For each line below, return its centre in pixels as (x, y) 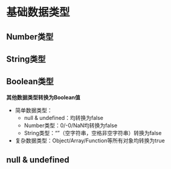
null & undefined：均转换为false (64, 118)
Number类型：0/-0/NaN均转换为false (71, 125)
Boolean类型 (30, 81)
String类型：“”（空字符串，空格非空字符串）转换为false (93, 133)
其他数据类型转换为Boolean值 (43, 97)
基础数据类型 (38, 12)
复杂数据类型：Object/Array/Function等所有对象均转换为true (90, 141)
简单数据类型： (34, 110)
